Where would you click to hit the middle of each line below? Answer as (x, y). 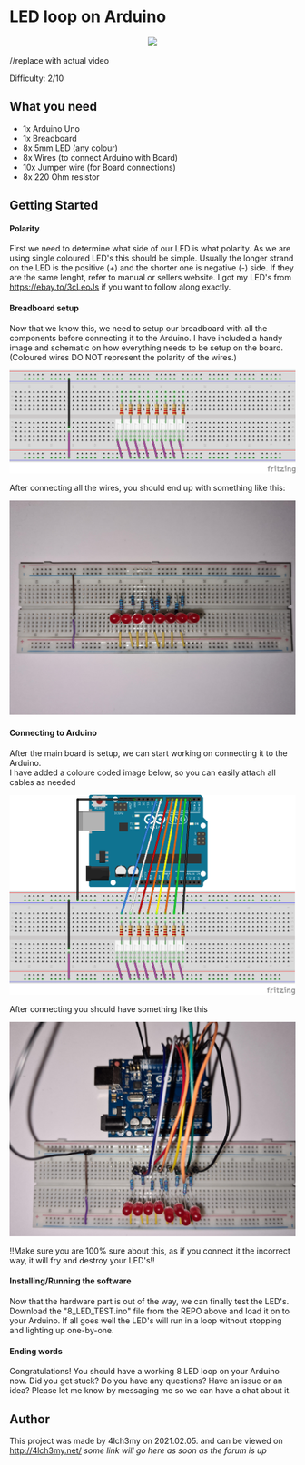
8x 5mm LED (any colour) (70, 148)
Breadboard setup (44, 308)
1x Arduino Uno (51, 128)
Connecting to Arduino (54, 732)
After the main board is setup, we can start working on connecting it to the (148, 753)
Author (30, 1419)
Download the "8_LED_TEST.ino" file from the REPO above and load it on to (150, 1311)
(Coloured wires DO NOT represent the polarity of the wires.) (123, 357)
